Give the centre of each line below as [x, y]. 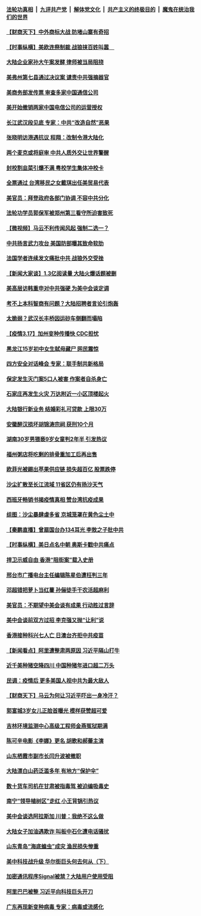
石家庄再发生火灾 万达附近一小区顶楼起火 [58, 394]
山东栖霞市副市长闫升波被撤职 [44, 756]
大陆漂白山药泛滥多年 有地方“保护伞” [53, 771]
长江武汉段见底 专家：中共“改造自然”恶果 [58, 122]
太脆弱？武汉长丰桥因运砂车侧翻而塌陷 [54, 318]
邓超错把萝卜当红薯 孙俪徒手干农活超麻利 [58, 590]
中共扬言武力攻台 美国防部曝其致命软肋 [55, 243]
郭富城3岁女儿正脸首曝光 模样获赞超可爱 [57, 711]
